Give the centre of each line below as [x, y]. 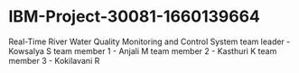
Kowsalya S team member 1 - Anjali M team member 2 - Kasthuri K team [143, 50]
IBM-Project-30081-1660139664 [135, 17]
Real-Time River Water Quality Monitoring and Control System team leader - [149, 41]
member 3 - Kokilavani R [54, 60]
